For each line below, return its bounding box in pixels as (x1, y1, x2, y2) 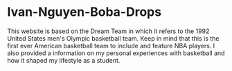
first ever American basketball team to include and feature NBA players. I (7, 41, 215, 50)
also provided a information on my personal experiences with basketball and (7, 49, 225, 57)
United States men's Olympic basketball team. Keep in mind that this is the (7, 34, 220, 42)
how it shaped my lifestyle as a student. (7, 56, 121, 64)
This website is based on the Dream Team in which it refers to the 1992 (7, 27, 210, 35)
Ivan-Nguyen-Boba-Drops (7, 4, 161, 20)
